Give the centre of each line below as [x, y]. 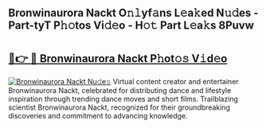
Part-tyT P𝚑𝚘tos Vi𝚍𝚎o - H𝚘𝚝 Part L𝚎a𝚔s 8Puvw [131, 26]
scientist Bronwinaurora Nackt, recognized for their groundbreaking [119, 107]
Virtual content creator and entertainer [176, 81]
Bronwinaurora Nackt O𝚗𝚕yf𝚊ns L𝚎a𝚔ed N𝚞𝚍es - [133, 13]
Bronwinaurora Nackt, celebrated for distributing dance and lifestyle [120, 90]
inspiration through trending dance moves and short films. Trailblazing [123, 99]
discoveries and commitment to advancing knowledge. [98, 116]
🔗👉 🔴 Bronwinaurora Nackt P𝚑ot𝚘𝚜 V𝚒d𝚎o [118, 58]
